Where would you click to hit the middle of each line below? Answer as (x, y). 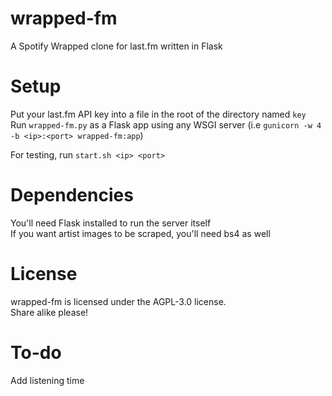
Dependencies (72, 195)
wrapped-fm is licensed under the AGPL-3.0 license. (118, 301)
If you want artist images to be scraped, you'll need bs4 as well (140, 233)
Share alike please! (49, 312)
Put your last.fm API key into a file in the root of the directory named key (158, 114)
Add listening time (47, 380)
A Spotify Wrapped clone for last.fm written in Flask (116, 46)
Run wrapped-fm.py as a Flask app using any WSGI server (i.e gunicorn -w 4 (166, 124)
